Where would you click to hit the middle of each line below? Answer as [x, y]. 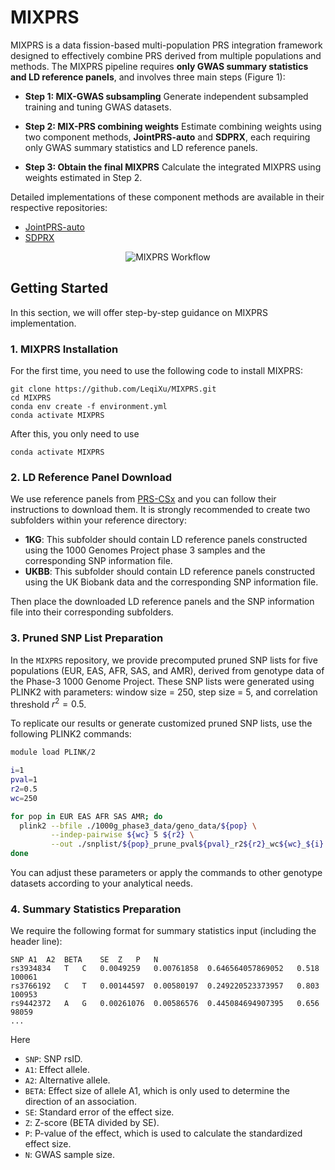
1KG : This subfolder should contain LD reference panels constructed [166, 540]
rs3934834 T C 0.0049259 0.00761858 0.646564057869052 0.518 [165, 969]
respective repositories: [59, 207]
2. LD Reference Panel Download [91, 477]
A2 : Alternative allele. [67, 1080]
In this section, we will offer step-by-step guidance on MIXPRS [139, 312]
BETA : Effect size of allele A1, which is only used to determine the [157, 1091]
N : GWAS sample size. [70, 1155]
